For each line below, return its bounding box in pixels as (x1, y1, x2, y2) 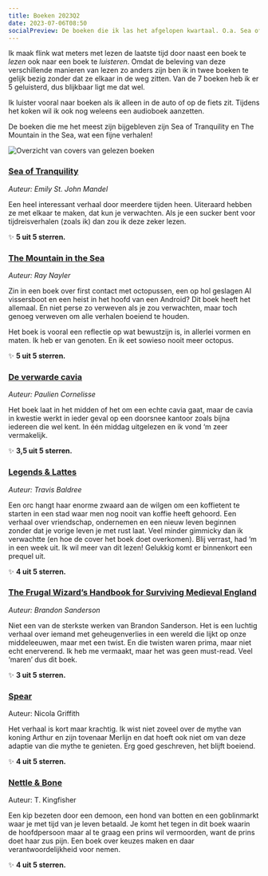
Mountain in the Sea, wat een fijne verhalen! (8, 130, 153, 140)
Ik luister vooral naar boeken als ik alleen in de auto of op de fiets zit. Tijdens (8, 98, 260, 108)
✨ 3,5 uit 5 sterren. (8, 446, 73, 456)
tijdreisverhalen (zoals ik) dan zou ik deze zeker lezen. (8, 217, 187, 226)
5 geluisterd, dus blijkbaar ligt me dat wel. (8, 82, 145, 92)
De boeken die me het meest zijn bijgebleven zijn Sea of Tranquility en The (8, 121, 254, 132)
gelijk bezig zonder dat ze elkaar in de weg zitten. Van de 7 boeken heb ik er (8, 74, 259, 84)
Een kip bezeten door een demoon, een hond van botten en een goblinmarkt (8, 810, 259, 820)
